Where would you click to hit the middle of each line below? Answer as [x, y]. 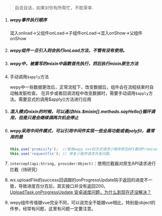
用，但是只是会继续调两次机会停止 [44, 117]
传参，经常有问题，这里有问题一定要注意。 [53, 209]
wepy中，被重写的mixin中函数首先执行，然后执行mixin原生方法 [74, 64]
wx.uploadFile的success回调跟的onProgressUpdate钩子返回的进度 [77, 180]
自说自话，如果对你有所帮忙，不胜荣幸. [54, 8]
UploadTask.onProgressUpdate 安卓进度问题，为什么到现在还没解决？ [81, 192]
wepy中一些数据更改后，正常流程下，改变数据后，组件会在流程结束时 [80, 87]
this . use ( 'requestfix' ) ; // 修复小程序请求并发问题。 [61, 153]
